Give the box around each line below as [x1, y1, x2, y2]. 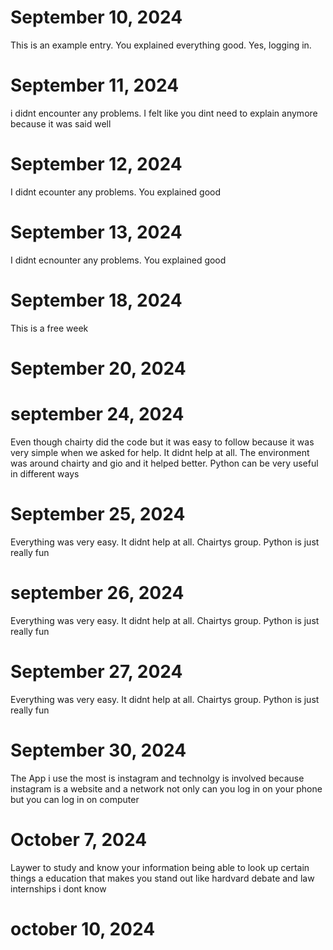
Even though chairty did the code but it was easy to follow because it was [10, 436, 315, 448]
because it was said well [10, 117, 112, 130]
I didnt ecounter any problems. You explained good [10, 186, 222, 198]
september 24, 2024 [10, 403, 185, 426]
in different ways [10, 467, 80, 480]
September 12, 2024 [10, 153, 183, 176]
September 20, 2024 [10, 357, 187, 380]
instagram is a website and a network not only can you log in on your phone [10, 782, 323, 795]
